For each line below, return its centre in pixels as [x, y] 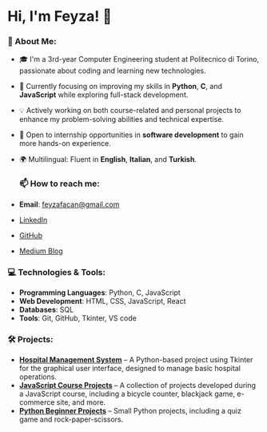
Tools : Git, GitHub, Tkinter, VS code [78, 318]
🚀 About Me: [32, 42]
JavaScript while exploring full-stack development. [104, 95]
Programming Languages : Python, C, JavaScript [100, 293]
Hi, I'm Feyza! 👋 [60, 16]
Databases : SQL [46, 310]
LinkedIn [33, 220]
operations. [38, 377]
